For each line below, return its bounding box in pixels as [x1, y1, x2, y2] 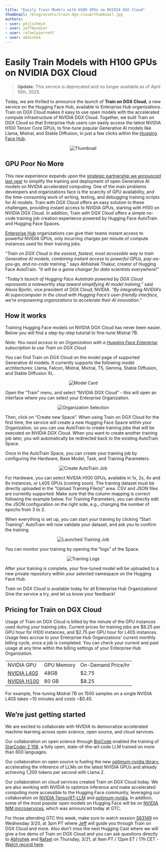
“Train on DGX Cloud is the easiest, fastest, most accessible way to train [5, 250, 154, 256]
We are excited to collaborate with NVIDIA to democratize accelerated [5, 724, 148, 730]
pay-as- [143, 255, 161, 261]
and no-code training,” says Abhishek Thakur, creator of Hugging [22, 261, 156, 267]
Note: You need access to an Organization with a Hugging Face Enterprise [5, 340, 158, 346]
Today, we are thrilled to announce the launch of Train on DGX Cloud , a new [5, 98, 161, 105]
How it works [5, 312, 47, 320]
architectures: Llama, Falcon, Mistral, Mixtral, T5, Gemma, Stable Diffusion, [5, 365, 158, 371]
